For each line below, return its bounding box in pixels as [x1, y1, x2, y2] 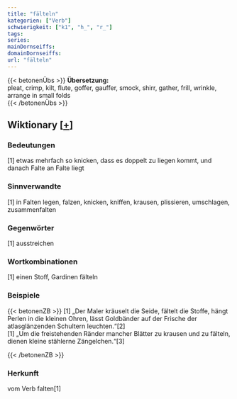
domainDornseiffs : [7, 50, 62, 57]
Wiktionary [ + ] [7, 119, 73, 131]
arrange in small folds [7, 91, 71, 99]
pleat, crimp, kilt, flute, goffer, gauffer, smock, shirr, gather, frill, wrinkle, [7, 83, 217, 92]
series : [7, 37, 31, 44]
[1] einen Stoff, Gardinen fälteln [7, 273, 98, 281]
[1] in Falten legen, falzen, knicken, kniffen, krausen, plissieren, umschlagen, [7, 198, 231, 206]
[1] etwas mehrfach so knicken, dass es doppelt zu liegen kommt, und [7, 157, 212, 165]
